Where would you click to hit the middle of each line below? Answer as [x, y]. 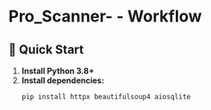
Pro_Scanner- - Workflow [105, 17]
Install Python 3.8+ [58, 71]
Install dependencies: [63, 80]
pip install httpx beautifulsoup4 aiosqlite [106, 97]
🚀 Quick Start [46, 50]
